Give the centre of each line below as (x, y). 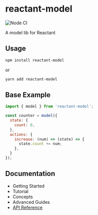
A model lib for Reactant (30, 32)
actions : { (21, 135)
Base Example (28, 95)
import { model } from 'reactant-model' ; (50, 107)
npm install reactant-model (35, 60)
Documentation (30, 174)
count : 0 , (25, 125)
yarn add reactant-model (31, 79)
